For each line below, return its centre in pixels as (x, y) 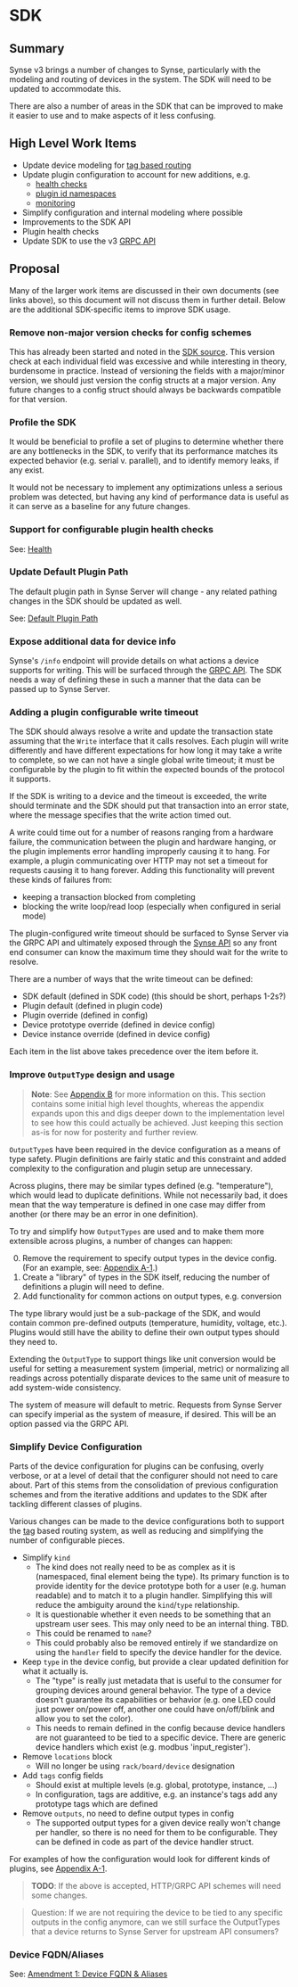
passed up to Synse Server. (60, 689)
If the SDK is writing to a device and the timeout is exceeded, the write (138, 796)
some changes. (59, 1895)
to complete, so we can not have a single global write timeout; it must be (142, 760)
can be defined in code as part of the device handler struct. (145, 1842)
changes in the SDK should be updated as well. (96, 601)
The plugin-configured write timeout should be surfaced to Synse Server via (149, 934)
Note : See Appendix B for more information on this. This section (149, 1094)
